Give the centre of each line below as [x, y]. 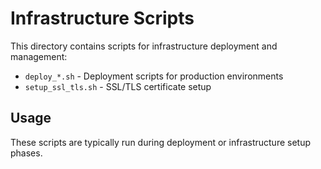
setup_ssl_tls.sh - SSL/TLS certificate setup [118, 86]
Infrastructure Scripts [102, 18]
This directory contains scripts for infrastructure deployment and [144, 46]
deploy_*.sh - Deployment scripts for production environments [154, 76]
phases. [26, 153]
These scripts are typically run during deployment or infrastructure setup [161, 142]
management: [39, 56]
